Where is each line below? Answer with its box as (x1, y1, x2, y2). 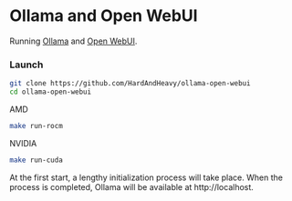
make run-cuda (9, 156, 64, 165)
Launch (9, 58, 44, 71)
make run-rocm (9, 121, 64, 130)
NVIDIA (9, 137, 37, 148)
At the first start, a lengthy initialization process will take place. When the (9, 172, 283, 183)
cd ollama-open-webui (9, 87, 92, 96)
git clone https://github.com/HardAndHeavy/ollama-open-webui (9, 79, 251, 88)
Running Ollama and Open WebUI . (9, 35, 138, 46)
